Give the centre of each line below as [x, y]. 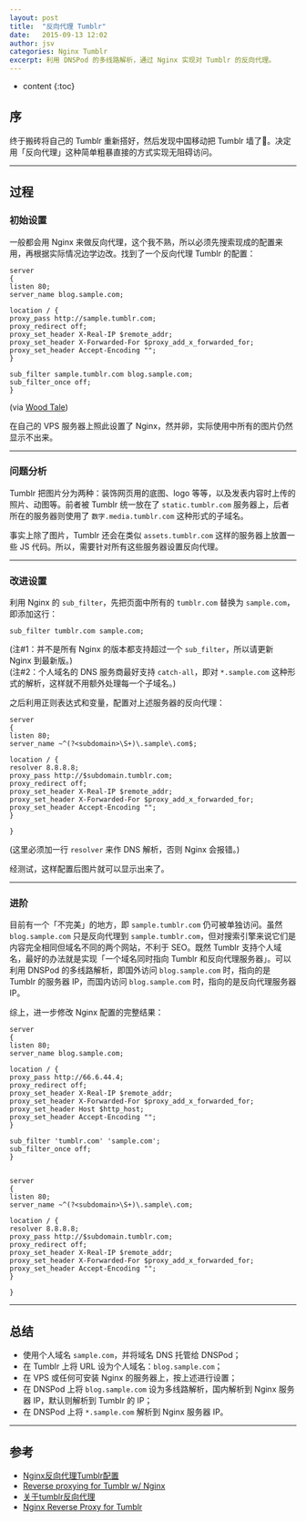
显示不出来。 [33, 437]
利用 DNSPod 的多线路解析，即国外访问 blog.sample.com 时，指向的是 [140, 970]
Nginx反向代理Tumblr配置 [71, 1475]
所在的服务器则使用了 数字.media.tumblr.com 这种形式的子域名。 [129, 516]
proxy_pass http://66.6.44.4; [67, 1077]
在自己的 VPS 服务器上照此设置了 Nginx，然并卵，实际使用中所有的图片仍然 [151, 425]
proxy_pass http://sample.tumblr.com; [83, 318]
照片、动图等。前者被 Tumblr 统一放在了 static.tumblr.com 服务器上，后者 [149, 504]
